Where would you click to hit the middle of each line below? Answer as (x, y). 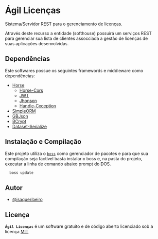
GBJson (20, 116)
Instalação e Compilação (43, 142)
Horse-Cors (31, 90)
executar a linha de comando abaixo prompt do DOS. (58, 164)
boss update (22, 172)
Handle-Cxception (38, 106)
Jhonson (28, 101)
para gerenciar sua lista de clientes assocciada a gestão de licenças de (77, 38)
